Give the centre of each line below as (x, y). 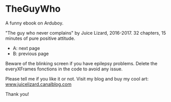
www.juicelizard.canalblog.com (39, 84)
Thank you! (17, 94)
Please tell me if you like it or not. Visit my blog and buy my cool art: (77, 79)
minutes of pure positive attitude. (40, 38)
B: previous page (31, 54)
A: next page (26, 48)
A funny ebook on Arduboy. (34, 23)
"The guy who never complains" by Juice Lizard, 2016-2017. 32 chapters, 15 (86, 33)
